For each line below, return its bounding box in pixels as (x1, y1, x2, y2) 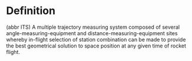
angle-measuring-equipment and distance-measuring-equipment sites (6, 29, 178, 36)
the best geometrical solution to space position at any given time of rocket (6, 42, 187, 49)
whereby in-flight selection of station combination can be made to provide (6, 36, 186, 43)
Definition (6, 4, 56, 18)
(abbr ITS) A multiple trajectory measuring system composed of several (6, 23, 180, 30)
